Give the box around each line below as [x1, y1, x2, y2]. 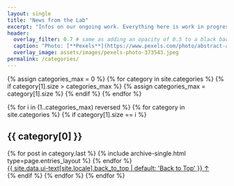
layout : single [7, 10, 52, 17]
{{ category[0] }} [7, 130, 82, 143]
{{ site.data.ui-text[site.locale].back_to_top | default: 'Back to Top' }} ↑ [7, 164, 210, 172]
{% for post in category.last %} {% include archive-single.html [7, 149, 186, 157]
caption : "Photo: [13, 42, 64, 49]
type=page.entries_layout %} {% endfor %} [7, 156, 132, 164]
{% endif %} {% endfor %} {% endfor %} [7, 171, 125, 180]
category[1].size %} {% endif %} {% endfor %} [7, 89, 142, 98]
